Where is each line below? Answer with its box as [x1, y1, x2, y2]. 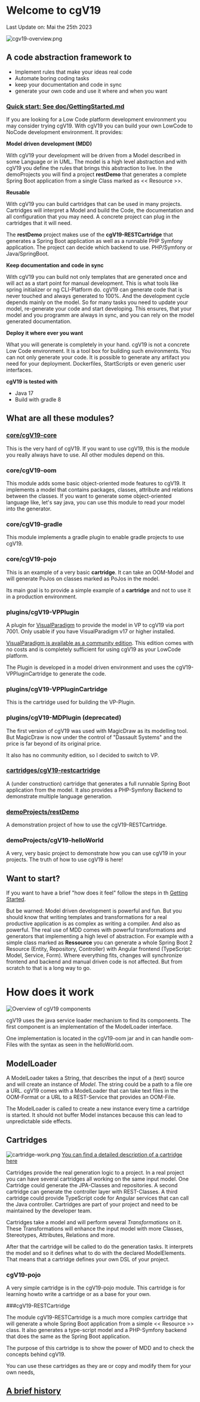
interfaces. [6, 366, 33, 374]
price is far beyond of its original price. [6, 740, 101, 747]
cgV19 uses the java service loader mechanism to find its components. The [6, 1017, 191, 1024]
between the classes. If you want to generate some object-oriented [6, 492, 172, 500]
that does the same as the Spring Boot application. [6, 1333, 131, 1340]
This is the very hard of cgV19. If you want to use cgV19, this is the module [6, 445, 190, 452]
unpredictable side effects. [6, 1117, 72, 1125]
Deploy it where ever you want [6, 330, 84, 337]
